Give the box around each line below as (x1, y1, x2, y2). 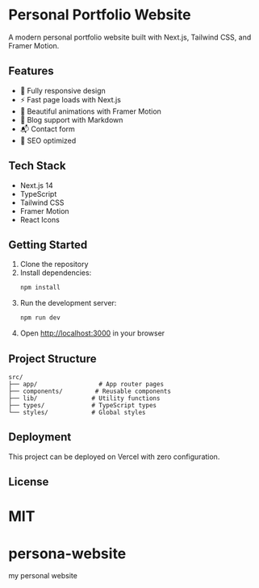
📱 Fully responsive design (19, 85, 107, 95)
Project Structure (8, 352, 97, 365)
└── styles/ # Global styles (8, 408, 147, 416)
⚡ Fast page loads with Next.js (19, 94, 121, 104)
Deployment (8, 430, 72, 444)
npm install (19, 284, 61, 292)
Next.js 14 (19, 180, 54, 190)
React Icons (19, 215, 61, 224)
